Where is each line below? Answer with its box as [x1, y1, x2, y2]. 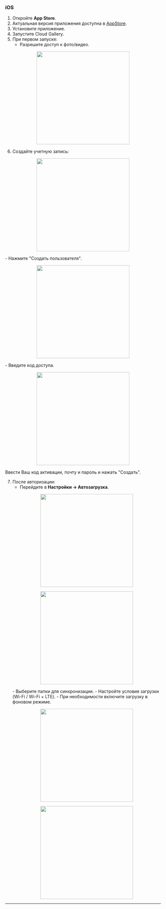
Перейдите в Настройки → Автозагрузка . [19, 484, 109, 490]
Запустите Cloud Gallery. [12, 31, 64, 37]
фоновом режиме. [12, 699, 51, 705]
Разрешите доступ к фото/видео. [19, 42, 90, 48]
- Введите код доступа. [5, 363, 54, 368]
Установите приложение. [12, 26, 66, 32]
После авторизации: [12, 479, 55, 485]
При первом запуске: [12, 36, 58, 42]
